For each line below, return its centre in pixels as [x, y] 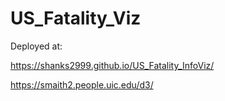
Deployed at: [36, 46]
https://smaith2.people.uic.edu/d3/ [82, 84]
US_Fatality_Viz [76, 18]
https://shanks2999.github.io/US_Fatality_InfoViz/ [112, 65]
